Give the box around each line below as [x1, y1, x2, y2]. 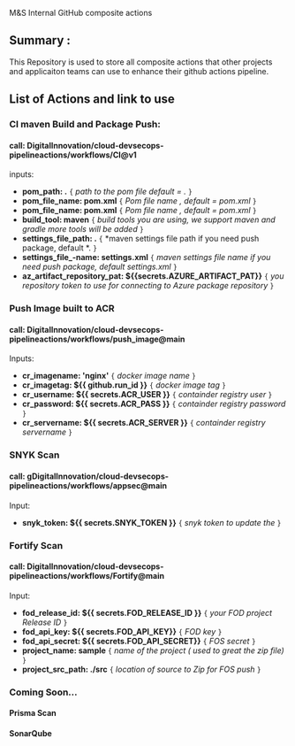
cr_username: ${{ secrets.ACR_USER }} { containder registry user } [21, 389, 273, 400]
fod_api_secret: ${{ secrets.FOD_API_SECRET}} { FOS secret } [21, 635, 256, 646]
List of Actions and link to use [9, 92, 175, 107]
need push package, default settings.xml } [21, 261, 178, 273]
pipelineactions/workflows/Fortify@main [9, 571, 165, 581]
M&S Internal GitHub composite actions [9, 8, 153, 18]
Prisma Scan [9, 708, 57, 719]
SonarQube [9, 727, 53, 738]
